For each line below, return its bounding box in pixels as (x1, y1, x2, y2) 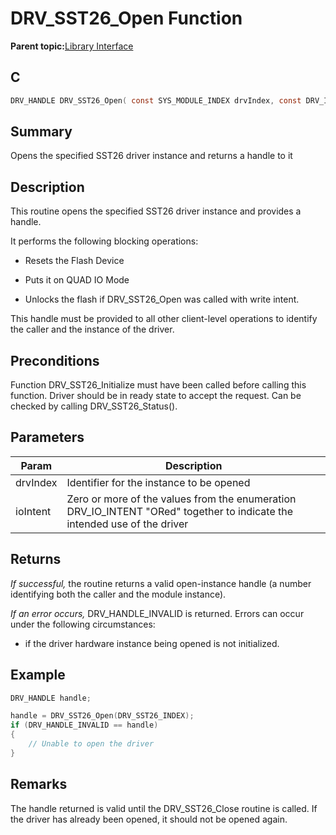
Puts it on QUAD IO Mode (24, 274, 130, 286)
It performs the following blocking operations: (10, 235, 199, 247)
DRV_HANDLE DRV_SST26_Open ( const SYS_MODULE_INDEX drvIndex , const (10, 95, 302, 106)
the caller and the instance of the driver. (10, 323, 175, 336)
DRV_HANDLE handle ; (10, 693, 92, 703)
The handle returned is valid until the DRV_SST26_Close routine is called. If (10, 802, 318, 814)
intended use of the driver (66, 517, 189, 531)
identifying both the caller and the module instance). (10, 588, 227, 600)
